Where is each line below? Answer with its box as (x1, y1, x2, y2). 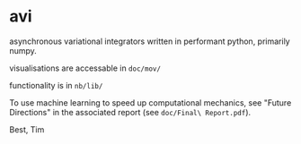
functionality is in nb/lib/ (9, 80, 103, 90)
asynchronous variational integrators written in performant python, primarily (9, 36, 290, 47)
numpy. (9, 45, 38, 55)
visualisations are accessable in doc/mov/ (9, 63, 162, 73)
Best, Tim (9, 123, 45, 135)
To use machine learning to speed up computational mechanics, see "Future (9, 97, 292, 108)
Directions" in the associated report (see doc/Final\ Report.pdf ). (9, 106, 252, 117)
